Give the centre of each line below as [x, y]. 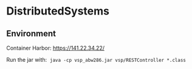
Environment [31, 34]
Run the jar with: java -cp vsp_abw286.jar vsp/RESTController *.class [96, 60]
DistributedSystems [58, 11]
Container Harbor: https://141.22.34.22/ [56, 48]
